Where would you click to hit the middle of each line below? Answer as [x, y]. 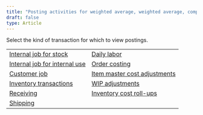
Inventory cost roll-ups [124, 93]
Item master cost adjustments [134, 74]
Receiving [23, 93]
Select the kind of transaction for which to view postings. [77, 40]
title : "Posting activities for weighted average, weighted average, [96, 12]
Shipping [22, 103]
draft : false [23, 17]
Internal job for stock [39, 54]
